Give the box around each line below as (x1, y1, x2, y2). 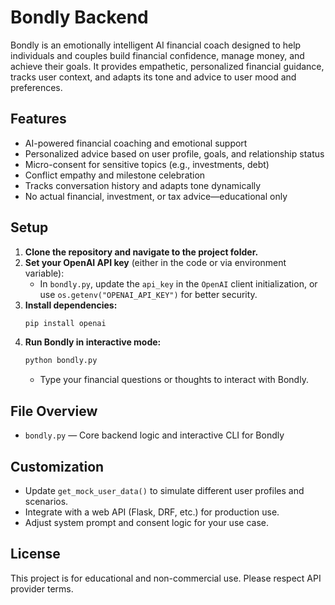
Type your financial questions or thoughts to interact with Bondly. (39, 374, 309, 386)
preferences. (10, 81, 63, 93)
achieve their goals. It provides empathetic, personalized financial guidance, (10, 60, 325, 72)
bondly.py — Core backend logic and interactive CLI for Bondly (24, 429, 285, 441)
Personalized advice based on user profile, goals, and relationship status (24, 147, 325, 160)
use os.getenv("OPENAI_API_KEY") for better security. (39, 288, 258, 300)
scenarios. (24, 495, 69, 507)
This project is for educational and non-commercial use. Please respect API (10, 572, 322, 584)
